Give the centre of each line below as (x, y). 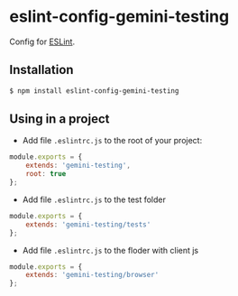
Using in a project (59, 119)
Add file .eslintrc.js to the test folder (94, 199)
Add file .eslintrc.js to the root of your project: (112, 141)
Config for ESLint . (42, 42)
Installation (41, 70)
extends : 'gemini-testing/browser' (92, 275)
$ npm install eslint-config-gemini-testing (94, 91)
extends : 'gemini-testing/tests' (88, 224)
